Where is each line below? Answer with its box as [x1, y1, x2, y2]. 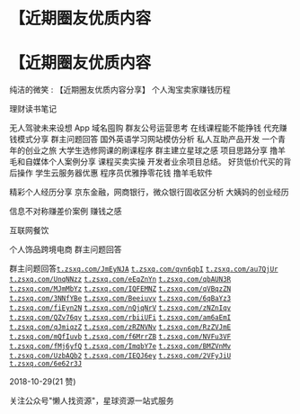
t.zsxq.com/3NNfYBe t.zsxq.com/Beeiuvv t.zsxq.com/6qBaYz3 [9, 294, 232, 303]
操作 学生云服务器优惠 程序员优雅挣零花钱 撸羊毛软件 [16, 167, 213, 178]
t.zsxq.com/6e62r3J [9, 359, 83, 369]
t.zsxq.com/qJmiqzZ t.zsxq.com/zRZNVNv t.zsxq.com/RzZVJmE [9, 323, 232, 332]
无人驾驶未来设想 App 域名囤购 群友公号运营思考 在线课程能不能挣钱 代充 [9, 122, 280, 133]
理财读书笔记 [9, 103, 57, 114]
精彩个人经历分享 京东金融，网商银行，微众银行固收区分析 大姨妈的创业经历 [9, 186, 289, 198]
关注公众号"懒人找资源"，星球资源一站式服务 [9, 395, 175, 406]
